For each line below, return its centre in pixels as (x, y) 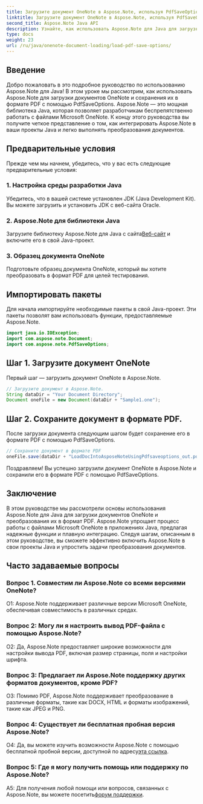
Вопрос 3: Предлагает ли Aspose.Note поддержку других (96, 675)
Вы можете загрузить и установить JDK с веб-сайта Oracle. (84, 205)
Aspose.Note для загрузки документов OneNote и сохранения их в (92, 97)
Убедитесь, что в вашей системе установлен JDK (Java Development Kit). (101, 198)
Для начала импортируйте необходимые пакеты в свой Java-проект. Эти (101, 309)
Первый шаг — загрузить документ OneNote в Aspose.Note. (84, 377)
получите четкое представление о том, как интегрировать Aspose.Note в (101, 123)
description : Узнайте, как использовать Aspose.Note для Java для (92, 29)
